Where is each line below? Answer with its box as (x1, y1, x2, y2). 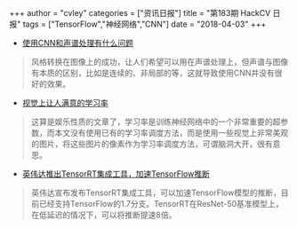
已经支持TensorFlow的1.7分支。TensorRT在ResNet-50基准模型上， (38, 199, 284, 208)
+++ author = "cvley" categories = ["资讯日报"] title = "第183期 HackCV (9, 8, 271, 18)
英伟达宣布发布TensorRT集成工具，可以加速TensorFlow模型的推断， (30, 187, 282, 198)
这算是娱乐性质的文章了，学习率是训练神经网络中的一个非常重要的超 (30, 116, 281, 127)
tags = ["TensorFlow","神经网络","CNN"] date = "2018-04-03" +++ (22, 19, 267, 29)
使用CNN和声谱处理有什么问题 (21, 38, 134, 48)
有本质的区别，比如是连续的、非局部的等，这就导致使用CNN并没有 (30, 67, 276, 78)
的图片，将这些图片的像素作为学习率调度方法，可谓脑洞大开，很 (30, 138, 265, 149)
